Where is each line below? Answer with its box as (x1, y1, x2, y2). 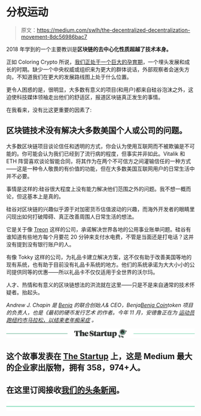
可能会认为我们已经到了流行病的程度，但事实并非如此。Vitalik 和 (26, 150, 185, 157)
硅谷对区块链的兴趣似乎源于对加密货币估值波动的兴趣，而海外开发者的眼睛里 (6, 205, 195, 213)
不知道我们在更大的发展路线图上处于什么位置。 (16, 73, 132, 80)
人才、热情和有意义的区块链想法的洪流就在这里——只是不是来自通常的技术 (6, 281, 190, 288)
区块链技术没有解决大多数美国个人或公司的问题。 (6, 125, 187, 135)
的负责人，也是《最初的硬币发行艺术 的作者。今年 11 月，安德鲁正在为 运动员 (6, 309, 195, 316)
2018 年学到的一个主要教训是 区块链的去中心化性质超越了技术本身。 (6, 46, 172, 53)
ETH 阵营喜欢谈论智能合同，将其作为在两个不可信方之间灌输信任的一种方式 (6, 157, 191, 165)
